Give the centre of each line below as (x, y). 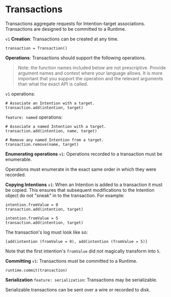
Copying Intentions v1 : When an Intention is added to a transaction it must (84, 185)
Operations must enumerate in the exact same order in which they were (81, 169)
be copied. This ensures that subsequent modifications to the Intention (80, 190)
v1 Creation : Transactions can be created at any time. (62, 39)
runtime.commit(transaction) (36, 270)
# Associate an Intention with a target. (50, 103)
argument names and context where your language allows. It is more (90, 73)
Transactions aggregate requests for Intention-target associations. (75, 24)
